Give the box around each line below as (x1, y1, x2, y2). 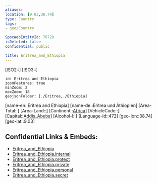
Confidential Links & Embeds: (5, 133, 98, 141)
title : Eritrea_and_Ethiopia (5, 53, 65, 58)
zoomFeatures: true (5, 81, 46, 86)
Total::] (5, 107, 20, 113)
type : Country (5, 16, 35, 21)
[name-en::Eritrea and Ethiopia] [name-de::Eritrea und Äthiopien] (5, 102, 138, 108)
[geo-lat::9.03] (5, 118, 35, 124)
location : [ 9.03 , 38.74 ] (5, 12, 54, 17)
